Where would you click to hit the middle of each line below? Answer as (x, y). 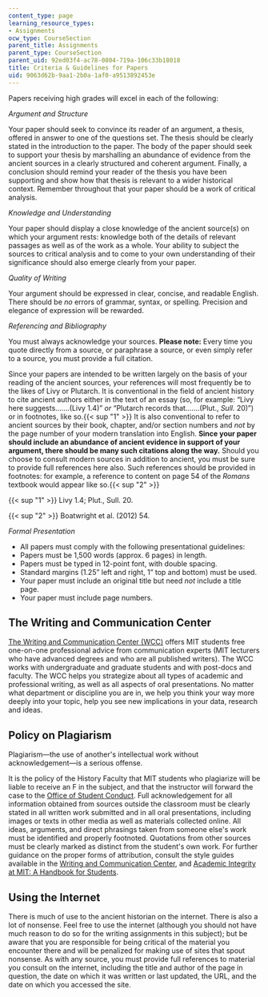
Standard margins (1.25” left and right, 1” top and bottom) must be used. (138, 572)
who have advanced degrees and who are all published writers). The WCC (131, 659)
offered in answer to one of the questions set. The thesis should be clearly (131, 138)
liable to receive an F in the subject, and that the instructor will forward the (131, 787)
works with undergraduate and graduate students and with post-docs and (130, 667)
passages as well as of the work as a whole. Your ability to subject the (124, 245)
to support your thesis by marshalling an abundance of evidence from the (130, 155)
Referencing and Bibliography (57, 326)
